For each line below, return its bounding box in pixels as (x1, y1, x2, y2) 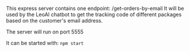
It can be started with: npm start (6, 40, 84, 46)
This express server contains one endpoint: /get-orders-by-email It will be (6, 5, 184, 12)
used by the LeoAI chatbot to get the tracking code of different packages (6, 11, 182, 18)
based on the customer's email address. (6, 17, 103, 24)
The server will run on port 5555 (6, 28, 84, 35)
